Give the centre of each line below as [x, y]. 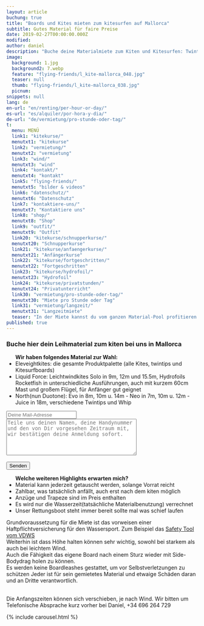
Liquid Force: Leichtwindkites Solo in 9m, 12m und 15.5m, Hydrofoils [100, 377]
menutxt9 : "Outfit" [36, 232]
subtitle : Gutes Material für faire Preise [62, 29]
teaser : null [28, 80]
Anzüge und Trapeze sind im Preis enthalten [70, 498]
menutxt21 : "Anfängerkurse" [47, 255]
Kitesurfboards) [35, 370]
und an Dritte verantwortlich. [42, 580]
